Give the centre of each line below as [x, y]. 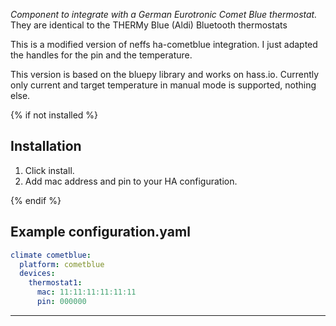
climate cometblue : [51, 255]
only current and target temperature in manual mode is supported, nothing [163, 85]
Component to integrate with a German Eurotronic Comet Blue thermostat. [164, 14]
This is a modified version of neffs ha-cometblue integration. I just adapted [164, 44]
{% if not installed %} [54, 115]
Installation [46, 146]
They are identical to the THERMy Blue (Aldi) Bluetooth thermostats [149, 25]
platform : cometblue [62, 264]
